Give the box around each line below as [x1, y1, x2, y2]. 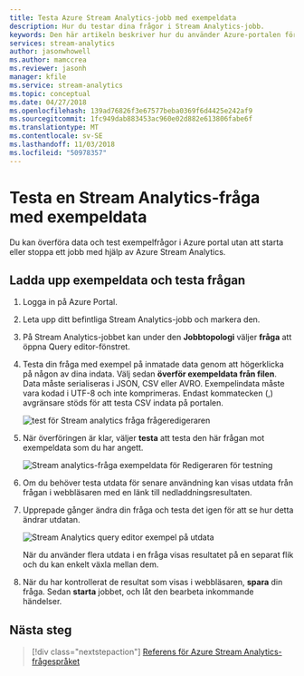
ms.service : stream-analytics [9, 81, 124, 90]
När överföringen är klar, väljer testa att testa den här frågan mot [22, 433, 265, 444]
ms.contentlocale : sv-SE [9, 132, 103, 141]
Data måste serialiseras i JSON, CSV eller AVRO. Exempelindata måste [22, 378, 285, 389]
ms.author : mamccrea [9, 55, 88, 64]
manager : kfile [9, 73, 67, 82]
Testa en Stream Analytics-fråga [9, 187, 261, 208]
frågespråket [31, 656, 81, 667]
